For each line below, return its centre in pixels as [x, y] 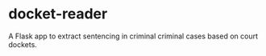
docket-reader [58, 14]
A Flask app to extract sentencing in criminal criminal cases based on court [133, 36]
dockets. [23, 44]
